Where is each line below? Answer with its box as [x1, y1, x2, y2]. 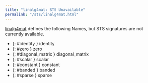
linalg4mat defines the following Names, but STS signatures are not [5, 25, 143, 31]
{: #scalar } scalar [12, 56, 49, 62]
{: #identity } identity [12, 40, 55, 46]
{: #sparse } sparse [12, 72, 52, 78]
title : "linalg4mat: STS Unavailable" [5, 7, 85, 12]
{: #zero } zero [12, 46, 42, 52]
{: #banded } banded [12, 67, 56, 73]
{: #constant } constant [12, 62, 60, 68]
